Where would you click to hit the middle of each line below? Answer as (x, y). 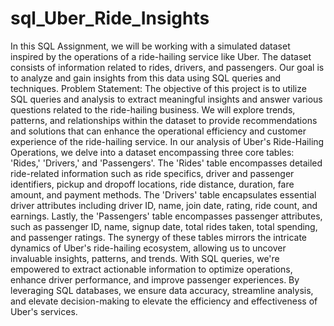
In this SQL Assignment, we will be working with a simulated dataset (150, 46)
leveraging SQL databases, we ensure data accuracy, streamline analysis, (162, 290)
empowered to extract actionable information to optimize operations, (151, 269)
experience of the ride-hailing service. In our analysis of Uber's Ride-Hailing (167, 141)
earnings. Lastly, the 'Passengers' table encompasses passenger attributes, (166, 216)
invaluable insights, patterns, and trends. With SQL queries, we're (145, 258)
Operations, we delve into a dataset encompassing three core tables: (152, 152)
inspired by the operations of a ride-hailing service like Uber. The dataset (161, 56)
